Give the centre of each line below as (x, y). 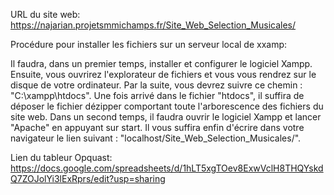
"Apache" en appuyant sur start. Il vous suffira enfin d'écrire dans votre (157, 127)
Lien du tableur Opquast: (61, 157)
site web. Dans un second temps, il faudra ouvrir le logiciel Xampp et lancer (166, 117)
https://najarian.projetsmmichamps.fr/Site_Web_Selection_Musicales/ (153, 25)
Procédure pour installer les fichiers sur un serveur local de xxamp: (149, 44)
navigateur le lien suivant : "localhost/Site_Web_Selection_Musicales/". (156, 138)
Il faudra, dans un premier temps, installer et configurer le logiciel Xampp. (161, 63)
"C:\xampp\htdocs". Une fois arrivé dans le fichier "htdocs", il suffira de (157, 95)
